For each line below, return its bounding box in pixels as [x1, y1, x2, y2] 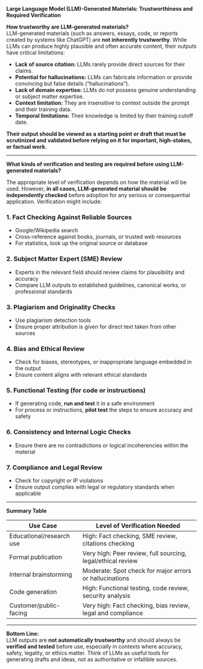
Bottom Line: [6, 630, 39, 638]
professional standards [14, 287, 72, 295]
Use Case [28, 521, 57, 530]
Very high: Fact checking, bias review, [82, 601, 190, 610]
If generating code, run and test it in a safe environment [14, 400, 155, 407]
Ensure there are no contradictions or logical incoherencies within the [14, 442, 188, 449]
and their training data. [14, 106, 72, 113]
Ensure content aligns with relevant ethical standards [14, 371, 147, 379]
